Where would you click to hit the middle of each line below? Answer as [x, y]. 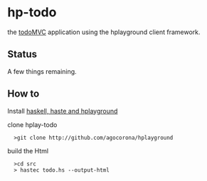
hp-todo [32, 12]
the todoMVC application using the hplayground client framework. [104, 32]
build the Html [28, 150]
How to [23, 94]
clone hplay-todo [32, 124]
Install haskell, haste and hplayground [63, 111]
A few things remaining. [42, 71]
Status [22, 54]
